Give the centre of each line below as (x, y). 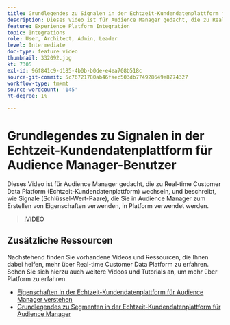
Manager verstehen (45, 299)
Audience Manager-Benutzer (92, 165)
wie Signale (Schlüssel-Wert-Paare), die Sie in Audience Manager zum (106, 198)
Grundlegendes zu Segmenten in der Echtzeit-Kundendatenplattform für (119, 307)
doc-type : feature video (42, 52)
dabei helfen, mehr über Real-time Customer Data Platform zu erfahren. (108, 264)
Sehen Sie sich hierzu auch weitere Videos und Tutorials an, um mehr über (112, 272)
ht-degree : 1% (27, 96)
